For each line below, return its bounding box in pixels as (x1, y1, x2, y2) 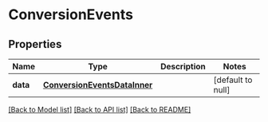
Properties (8, 37, 62, 51)
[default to (213, 74, 253, 85)
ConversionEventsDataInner (42, 80, 153, 90)
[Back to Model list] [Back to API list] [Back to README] (8, 105, 191, 114)
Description (160, 61, 206, 72)
